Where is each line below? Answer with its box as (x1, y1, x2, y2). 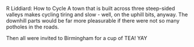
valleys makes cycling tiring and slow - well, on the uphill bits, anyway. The (6, 11, 188, 18)
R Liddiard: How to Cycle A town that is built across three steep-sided (6, 5, 175, 12)
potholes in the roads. (6, 23, 60, 30)
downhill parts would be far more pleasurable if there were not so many (6, 17, 180, 24)
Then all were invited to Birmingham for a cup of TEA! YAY (6, 35, 147, 41)
